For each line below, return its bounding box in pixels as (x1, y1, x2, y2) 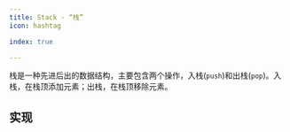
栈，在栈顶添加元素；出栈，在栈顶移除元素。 (9, 82, 173, 92)
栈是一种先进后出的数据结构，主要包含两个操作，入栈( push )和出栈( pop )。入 (9, 70, 282, 81)
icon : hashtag (9, 21, 62, 30)
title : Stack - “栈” (9, 12, 84, 22)
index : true (9, 37, 53, 46)
